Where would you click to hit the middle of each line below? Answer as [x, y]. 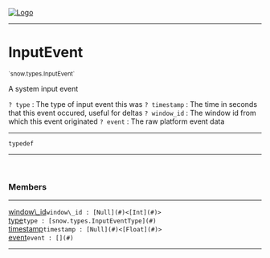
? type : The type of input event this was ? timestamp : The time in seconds [133, 104]
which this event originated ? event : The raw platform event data [117, 121]
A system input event [43, 88]
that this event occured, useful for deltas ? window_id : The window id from [132, 113]
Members [27, 186]
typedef [21, 143]
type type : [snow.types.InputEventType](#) [82, 220]
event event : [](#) [41, 238]
